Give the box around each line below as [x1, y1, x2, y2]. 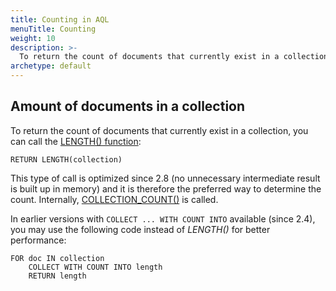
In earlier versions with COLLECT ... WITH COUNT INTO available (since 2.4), [10, 212, 316, 225]
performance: [10, 234, 67, 246]
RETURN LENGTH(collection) [10, 154, 123, 165]
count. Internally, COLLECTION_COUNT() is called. [10, 193, 219, 205]
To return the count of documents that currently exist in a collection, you [10, 124, 309, 136]
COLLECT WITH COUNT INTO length [28, 262, 163, 272]
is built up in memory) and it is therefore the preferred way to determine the [10, 182, 322, 195]
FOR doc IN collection [10, 253, 105, 263]
